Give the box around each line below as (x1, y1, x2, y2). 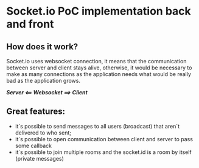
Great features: (6, 107, 66, 117)
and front (6, 17, 54, 31)
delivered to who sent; (15, 129, 72, 136)
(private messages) (15, 155, 64, 162)
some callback (15, 142, 52, 149)
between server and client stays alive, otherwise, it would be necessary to (6, 64, 192, 71)
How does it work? (6, 41, 79, 52)
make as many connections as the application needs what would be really (6, 71, 192, 77)
